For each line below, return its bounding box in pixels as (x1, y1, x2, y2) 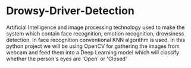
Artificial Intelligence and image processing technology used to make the (6, 24, 185, 31)
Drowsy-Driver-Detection (6, 4, 135, 18)
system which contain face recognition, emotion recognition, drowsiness (6, 30, 184, 37)
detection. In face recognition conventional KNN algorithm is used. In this (6, 36, 186, 43)
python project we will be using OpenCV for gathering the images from (6, 43, 180, 50)
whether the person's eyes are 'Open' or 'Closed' (6, 55, 127, 62)
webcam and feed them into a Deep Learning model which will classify (6, 48, 180, 56)
